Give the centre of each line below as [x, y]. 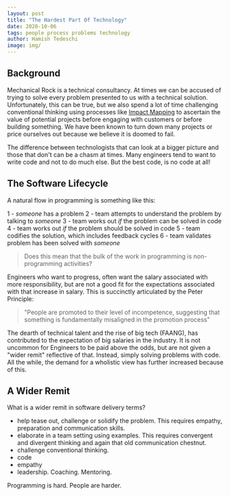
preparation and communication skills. [71, 428]
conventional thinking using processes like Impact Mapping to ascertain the [114, 112]
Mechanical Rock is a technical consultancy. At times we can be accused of [114, 90]
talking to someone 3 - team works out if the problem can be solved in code [114, 220]
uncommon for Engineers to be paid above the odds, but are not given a [109, 347]
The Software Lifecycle [58, 184]
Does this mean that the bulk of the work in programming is [108, 256]
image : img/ [24, 45]
